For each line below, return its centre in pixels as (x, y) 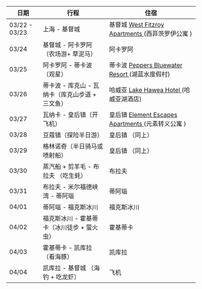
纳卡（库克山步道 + (70, 94)
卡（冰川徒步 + (64, 227)
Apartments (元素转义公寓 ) (148, 124)
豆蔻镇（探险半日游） (73, 135)
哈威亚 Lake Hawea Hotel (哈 (150, 90)
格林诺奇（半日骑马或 (73, 146)
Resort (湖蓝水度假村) (139, 74)
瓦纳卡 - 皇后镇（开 (71, 115)
